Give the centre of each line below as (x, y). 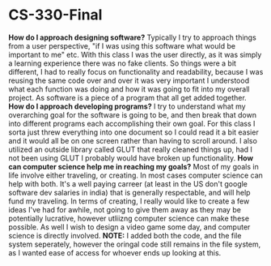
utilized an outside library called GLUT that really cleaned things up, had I (131, 149)
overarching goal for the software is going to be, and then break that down (133, 114)
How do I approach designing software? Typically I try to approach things (132, 37)
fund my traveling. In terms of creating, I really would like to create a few (129, 201)
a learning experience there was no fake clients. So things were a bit (123, 63)
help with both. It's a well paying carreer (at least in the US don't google (128, 183)
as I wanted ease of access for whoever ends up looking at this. (115, 252)
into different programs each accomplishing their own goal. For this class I (132, 123)
